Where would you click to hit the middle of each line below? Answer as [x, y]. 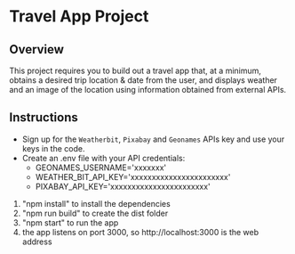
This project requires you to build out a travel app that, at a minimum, [136, 70]
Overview [37, 49]
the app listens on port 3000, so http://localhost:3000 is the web [140, 232]
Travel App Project [79, 16]
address [37, 242]
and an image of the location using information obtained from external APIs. [148, 90]
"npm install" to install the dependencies [96, 203]
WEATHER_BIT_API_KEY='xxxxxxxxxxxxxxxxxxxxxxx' [133, 176]
